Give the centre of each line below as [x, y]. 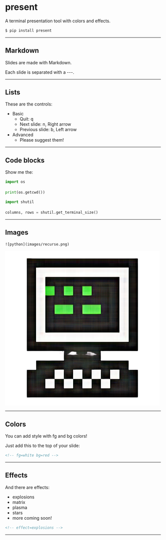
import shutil [20, 202]
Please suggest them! [42, 140]
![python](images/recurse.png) [37, 245]
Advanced [23, 135]
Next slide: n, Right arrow [45, 124]
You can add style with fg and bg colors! [46, 436]
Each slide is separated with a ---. [40, 72]
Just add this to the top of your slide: [42, 446]
